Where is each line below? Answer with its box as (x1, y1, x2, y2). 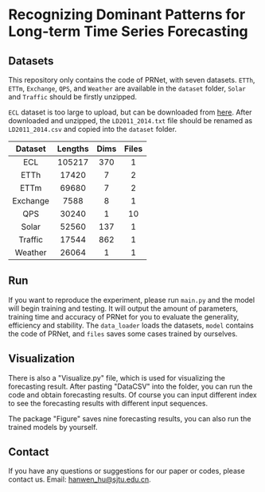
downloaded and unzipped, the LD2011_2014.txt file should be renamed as (8, 116, 253, 125)
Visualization (8, 352, 76, 366)
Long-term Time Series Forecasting (8, 22, 248, 41)
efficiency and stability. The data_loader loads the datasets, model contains (8, 320, 255, 330)
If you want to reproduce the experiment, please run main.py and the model (8, 295, 255, 304)
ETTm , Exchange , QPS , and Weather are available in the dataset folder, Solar (8, 83, 247, 93)
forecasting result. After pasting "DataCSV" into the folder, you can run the (8, 382, 253, 391)
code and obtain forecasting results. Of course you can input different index (8, 389, 257, 399)
